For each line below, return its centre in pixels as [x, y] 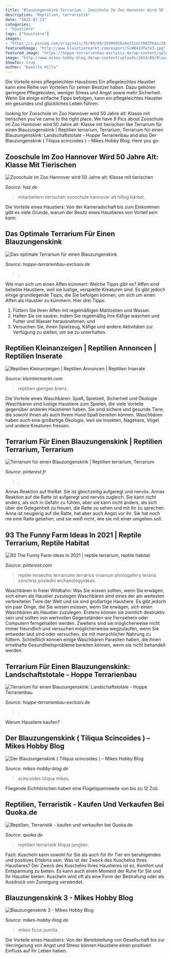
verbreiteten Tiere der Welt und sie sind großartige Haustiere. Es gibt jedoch [86, 601]
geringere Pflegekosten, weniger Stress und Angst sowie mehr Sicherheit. [83, 93]
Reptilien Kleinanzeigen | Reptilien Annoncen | [81, 348]
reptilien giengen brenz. [43, 388]
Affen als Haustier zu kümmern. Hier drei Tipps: [56, 300]
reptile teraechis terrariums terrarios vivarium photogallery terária [87, 575]
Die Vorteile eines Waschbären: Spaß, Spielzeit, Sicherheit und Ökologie [81, 398]
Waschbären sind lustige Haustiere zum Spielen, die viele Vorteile [74, 404]
